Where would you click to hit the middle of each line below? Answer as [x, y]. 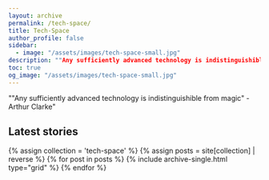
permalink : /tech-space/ [50, 23]
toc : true [25, 68]
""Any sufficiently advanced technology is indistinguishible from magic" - [129, 98]
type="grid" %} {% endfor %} [57, 168]
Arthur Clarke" [32, 106]
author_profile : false [46, 38]
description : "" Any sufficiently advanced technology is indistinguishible [137, 61]
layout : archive [35, 16]
